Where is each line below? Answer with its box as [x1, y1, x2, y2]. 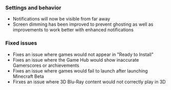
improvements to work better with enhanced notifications [12, 27, 134, 33]
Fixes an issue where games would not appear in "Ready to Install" [12, 51, 154, 58]
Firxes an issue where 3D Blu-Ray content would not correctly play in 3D [12, 79, 166, 85]
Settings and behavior [5, 4, 61, 11]
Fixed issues [5, 40, 37, 47]
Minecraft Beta [12, 73, 45, 79]
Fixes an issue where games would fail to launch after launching [12, 67, 148, 74]
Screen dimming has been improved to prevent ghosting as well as [12, 21, 154, 27]
